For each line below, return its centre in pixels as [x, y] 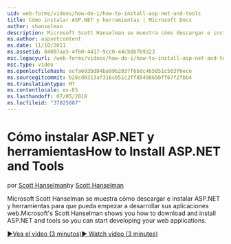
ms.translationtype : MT [41, 84]
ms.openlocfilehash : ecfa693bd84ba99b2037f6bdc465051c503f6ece [100, 71]
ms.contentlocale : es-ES [43, 90]
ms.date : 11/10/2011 [37, 45]
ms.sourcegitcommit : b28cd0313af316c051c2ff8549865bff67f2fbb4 [100, 77]
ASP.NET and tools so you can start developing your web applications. [107, 220]
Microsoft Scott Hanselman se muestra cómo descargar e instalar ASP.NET [114, 198]
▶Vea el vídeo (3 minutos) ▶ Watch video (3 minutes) [82, 234]
